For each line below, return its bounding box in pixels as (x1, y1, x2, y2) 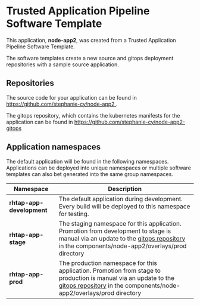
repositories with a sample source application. (6, 61, 119, 68)
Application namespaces (6, 142, 101, 152)
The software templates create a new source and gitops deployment (6, 54, 174, 61)
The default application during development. (58, 195, 183, 203)
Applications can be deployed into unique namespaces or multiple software (6, 164, 192, 171)
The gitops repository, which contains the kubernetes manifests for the (6, 112, 180, 119)
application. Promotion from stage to (58, 266, 161, 275)
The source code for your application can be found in (6, 94, 137, 101)
